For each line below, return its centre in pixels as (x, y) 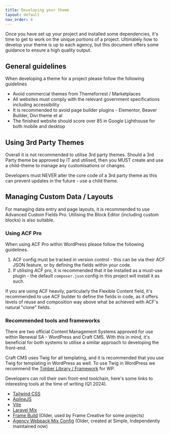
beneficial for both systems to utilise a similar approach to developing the (82, 343)
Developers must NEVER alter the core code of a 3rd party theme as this (81, 175)
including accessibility (36, 105)
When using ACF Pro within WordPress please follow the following (75, 244)
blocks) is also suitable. (30, 220)
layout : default (22, 15)
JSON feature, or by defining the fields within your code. (72, 265)
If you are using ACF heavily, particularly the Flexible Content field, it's (79, 291)
